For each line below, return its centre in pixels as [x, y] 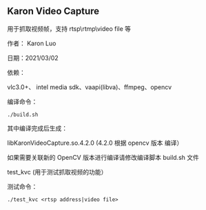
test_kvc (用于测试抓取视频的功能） [57, 172]
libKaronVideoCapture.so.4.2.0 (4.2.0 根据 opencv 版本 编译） [95, 143]
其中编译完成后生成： [37, 128]
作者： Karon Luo [32, 43]
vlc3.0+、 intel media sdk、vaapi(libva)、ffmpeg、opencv [90, 87]
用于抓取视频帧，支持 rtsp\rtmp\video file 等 [69, 28]
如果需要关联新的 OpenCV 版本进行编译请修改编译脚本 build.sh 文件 [103, 157]
